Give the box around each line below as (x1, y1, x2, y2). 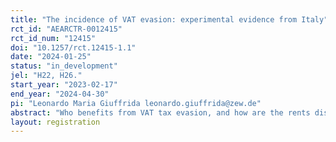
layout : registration (10, 117, 101, 127)
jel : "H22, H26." (10, 71, 83, 81)
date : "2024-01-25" (10, 52, 92, 62)
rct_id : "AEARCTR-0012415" (10, 24, 123, 34)
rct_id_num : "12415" (10, 33, 97, 43)
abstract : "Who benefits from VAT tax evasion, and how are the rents (10, 107, 311, 118)
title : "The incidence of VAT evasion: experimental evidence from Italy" (10, 14, 329, 25)
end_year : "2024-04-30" (10, 89, 110, 99)
